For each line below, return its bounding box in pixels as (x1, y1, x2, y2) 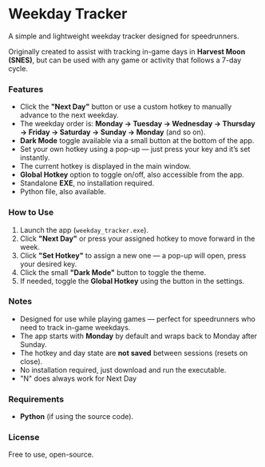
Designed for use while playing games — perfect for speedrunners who (19, 313, 255, 324)
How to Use (8, 207, 54, 218)
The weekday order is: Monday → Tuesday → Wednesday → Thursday (19, 119, 255, 129)
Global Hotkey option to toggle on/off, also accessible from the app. (19, 170, 245, 180)
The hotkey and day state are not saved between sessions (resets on (19, 348, 248, 357)
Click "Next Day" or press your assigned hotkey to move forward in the (19, 233, 255, 243)
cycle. (8, 63, 28, 73)
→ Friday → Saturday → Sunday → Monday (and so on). (19, 127, 206, 137)
